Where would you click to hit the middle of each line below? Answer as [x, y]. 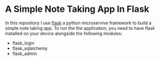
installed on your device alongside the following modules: [64, 33]
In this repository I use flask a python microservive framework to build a [79, 23]
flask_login [23, 43]
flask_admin [25, 54]
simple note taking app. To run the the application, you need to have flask [80, 28]
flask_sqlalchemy [30, 48]
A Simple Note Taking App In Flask [77, 9]
